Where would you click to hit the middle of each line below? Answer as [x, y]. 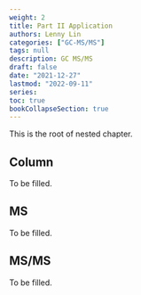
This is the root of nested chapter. [71, 134]
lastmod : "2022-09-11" [51, 84]
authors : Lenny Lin [45, 34]
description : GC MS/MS [51, 59]
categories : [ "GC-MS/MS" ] [57, 42]
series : [23, 92]
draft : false [33, 68]
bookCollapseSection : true [59, 109]
